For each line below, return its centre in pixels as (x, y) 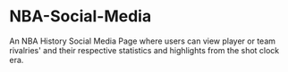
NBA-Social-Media (80, 16)
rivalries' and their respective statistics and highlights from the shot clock (144, 50)
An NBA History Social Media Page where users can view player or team (142, 41)
